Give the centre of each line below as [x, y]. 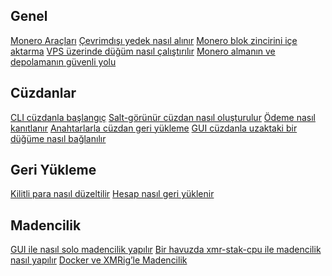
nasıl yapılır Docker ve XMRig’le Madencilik [99, 260]
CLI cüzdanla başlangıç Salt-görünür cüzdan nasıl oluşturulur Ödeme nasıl [163, 117]
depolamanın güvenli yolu [63, 61]
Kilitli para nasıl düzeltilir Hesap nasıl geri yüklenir [112, 194]
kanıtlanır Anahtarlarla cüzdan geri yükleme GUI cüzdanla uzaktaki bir [154, 128]
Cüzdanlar [43, 93]
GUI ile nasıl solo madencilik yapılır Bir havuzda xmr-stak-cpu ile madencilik [166, 250]
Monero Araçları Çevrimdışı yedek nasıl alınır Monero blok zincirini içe [154, 40]
